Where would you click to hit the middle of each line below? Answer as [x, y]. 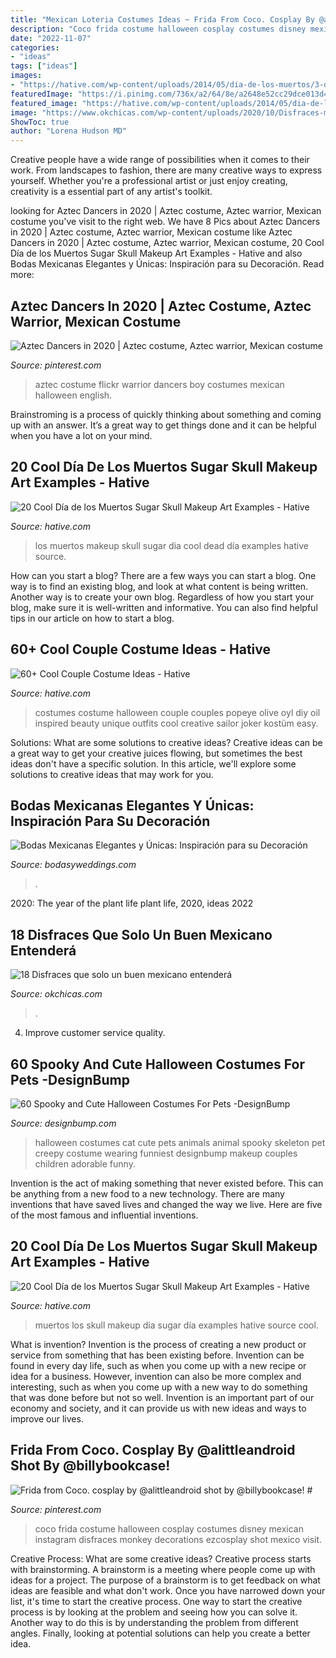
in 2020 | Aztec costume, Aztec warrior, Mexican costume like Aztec [151, 232]
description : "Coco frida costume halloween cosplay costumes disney [158, 29]
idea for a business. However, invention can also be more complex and [156, 1376]
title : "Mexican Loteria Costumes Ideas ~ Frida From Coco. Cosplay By [162, 19]
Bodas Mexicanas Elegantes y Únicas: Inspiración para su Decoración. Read [167, 264]
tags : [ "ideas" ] [44, 66]
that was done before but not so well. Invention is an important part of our [162, 1397]
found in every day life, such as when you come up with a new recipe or [158, 1365]
